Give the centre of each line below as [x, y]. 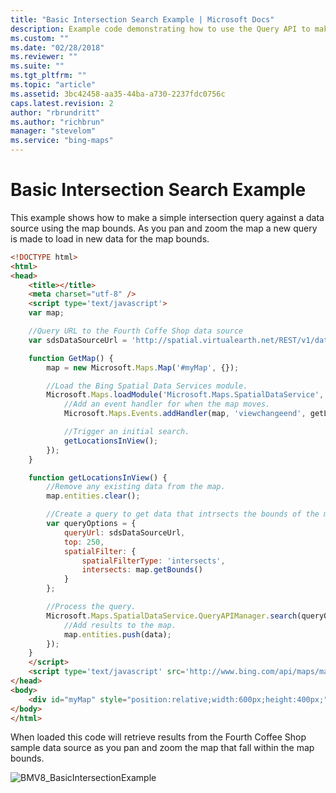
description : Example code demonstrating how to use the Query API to [160, 29]
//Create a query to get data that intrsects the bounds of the [183, 514]
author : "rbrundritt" [55, 112]
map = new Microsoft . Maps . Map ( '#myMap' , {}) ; [143, 367]
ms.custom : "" [40, 38]
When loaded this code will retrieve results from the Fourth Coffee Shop [158, 737]
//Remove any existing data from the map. [136, 487]
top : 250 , [84, 542]
